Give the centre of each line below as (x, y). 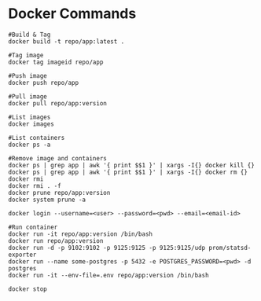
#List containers (37, 138)
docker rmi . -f (35, 185)
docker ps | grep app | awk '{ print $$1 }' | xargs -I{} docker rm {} (128, 172)
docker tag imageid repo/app (56, 62)
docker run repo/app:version (56, 240)
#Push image (28, 75)
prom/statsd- (230, 248)
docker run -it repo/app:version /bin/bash (81, 234)
